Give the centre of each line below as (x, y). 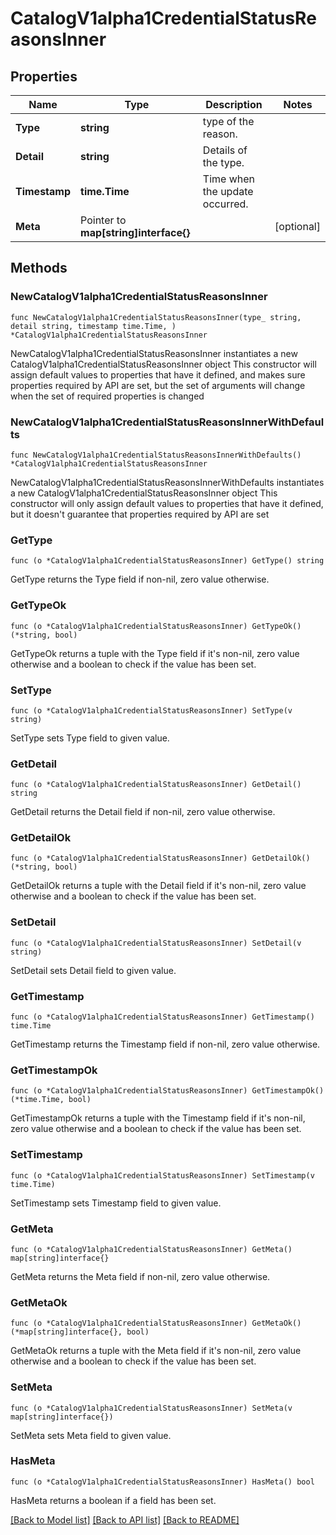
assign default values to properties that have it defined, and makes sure (158, 374)
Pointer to (103, 220)
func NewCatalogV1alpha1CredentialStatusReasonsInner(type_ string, (156, 317)
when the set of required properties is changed (107, 396)
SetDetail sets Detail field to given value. (93, 970)
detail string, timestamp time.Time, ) (93, 326)
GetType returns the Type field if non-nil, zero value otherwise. (140, 579)
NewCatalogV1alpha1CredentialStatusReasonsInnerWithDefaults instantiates (167, 482)
